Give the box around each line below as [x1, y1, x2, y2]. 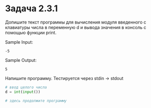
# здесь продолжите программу [5, 98, 67, 103]
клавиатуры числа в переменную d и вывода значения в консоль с [5, 24, 147, 30]
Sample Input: [5, 39, 33, 45]
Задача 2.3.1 [5, 3, 58, 14]
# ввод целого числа [5, 84, 48, 90]
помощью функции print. [5, 29, 57, 35]
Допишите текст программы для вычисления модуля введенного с [5, 19, 147, 25]
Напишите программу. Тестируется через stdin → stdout [5, 75, 124, 81]
